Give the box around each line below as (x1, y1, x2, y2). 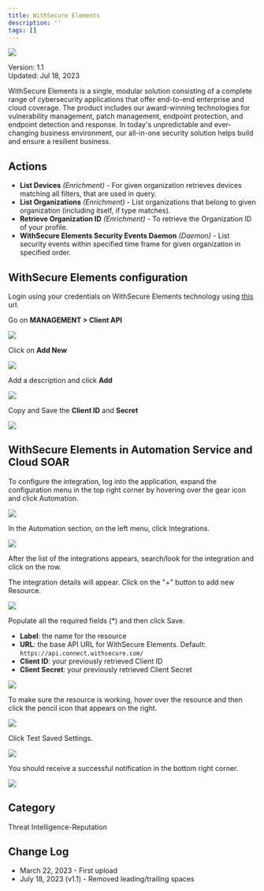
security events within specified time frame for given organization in (19, 239, 241, 249)
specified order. (19, 248, 72, 258)
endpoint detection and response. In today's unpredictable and (8, 120, 213, 130)
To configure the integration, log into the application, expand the (8, 476, 218, 486)
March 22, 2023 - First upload (19, 866, 118, 875)
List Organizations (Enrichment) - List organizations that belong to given (19, 197, 256, 207)
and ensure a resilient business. (8, 137, 112, 146)
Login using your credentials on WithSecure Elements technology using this (8, 291, 254, 301)
